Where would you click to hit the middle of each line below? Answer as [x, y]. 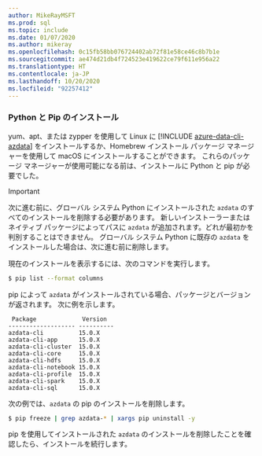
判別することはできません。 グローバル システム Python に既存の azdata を [129, 237]
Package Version [59, 319]
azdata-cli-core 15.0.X [54, 353]
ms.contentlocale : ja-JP [49, 74]
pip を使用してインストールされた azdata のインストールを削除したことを [127, 434]
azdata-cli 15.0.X [54, 333]
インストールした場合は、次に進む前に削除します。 [90, 246]
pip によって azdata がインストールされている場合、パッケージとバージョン [129, 294]
